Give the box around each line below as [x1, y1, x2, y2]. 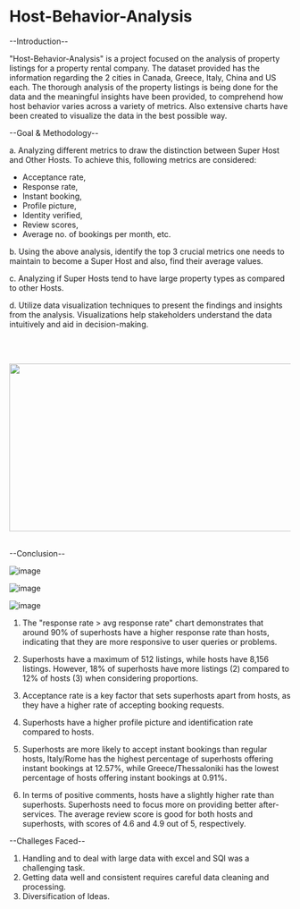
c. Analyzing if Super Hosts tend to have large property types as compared [9, 273, 286, 284]
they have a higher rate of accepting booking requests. [21, 700, 225, 710]
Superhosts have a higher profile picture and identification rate [21, 717, 254, 727]
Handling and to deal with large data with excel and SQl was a [21, 853, 250, 863]
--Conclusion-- [9, 548, 65, 558]
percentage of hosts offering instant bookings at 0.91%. [21, 772, 228, 783]
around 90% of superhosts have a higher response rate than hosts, [21, 626, 270, 637]
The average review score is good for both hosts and [57, 808, 253, 820]
